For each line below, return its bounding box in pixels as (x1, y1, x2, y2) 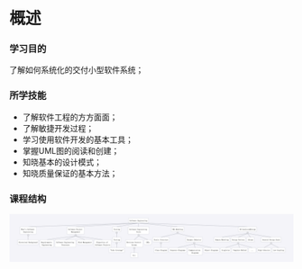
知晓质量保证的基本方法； (22, 167, 118, 178)
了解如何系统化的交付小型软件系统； (9, 65, 144, 76)
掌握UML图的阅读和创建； (22, 145, 120, 156)
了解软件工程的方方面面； (22, 112, 118, 122)
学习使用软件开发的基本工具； (22, 134, 133, 145)
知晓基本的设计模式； (22, 157, 102, 167)
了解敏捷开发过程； (22, 122, 95, 133)
